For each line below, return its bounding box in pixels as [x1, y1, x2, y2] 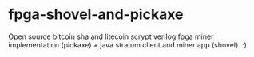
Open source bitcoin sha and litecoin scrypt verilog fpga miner [8, 32, 214, 41]
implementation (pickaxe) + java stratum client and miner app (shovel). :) [8, 40, 248, 49]
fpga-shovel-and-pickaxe [8, 6, 184, 24]
